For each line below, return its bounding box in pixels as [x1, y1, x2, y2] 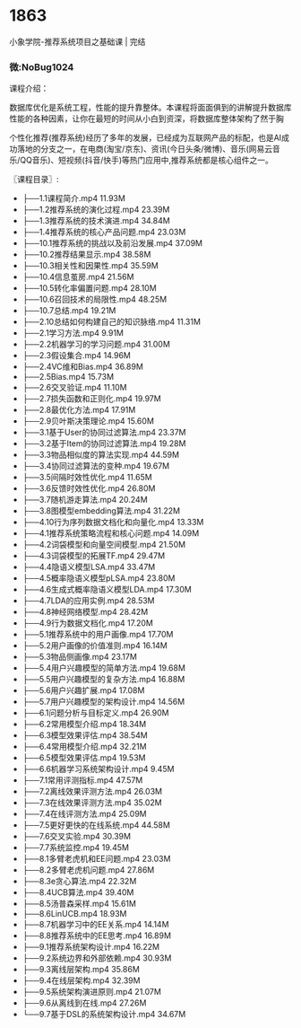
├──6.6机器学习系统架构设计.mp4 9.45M [21, 764, 175, 775]
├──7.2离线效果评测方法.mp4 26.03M [21, 786, 163, 797]
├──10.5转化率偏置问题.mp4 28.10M [21, 283, 157, 294]
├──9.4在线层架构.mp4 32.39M [21, 975, 141, 986]
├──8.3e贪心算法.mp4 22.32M [21, 876, 137, 887]
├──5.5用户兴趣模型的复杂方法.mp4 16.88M [21, 674, 185, 685]
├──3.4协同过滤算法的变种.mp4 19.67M [21, 461, 170, 471]
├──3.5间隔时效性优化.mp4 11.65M [21, 472, 152, 483]
